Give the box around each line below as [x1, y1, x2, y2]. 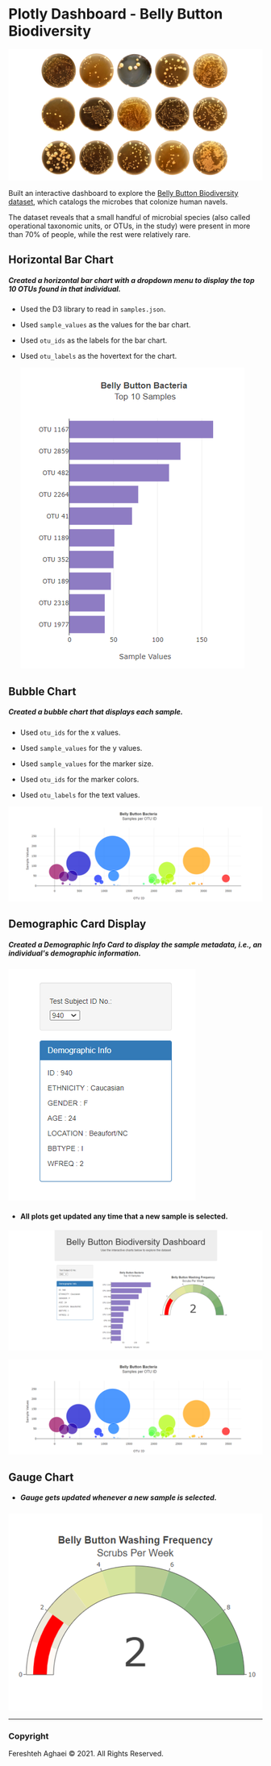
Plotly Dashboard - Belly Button [8, 5, 223, 23]
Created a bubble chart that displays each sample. [8, 707, 183, 717]
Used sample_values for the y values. [19, 743, 143, 752]
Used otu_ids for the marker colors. [19, 774, 140, 784]
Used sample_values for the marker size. [19, 759, 154, 768]
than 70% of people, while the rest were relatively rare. [8, 229, 191, 239]
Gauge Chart [8, 1470, 74, 1484]
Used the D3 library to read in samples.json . [19, 304, 166, 314]
